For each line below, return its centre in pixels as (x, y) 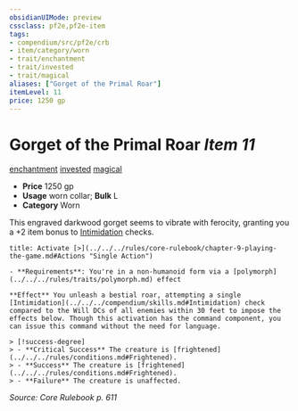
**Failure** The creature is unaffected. (103, 381)
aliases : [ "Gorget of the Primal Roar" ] (86, 84)
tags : (19, 34)
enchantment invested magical (66, 169)
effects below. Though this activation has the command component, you (145, 319)
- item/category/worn (50, 51)
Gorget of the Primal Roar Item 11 (132, 144)
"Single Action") (121, 256)
